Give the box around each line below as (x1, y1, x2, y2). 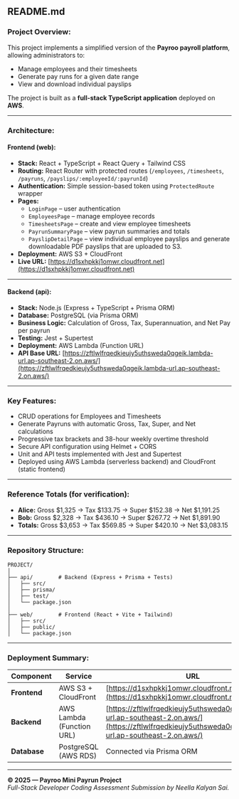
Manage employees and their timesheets (17, 64, 137, 73)
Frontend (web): (7, 143, 56, 152)
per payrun (17, 327, 51, 335)
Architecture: (7, 125, 55, 135)
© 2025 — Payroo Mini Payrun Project (7, 776, 122, 785)
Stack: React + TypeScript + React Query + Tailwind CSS (17, 159, 186, 167)
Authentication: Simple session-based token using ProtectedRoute (17, 181, 215, 190)
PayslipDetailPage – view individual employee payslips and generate (28, 234, 230, 243)
